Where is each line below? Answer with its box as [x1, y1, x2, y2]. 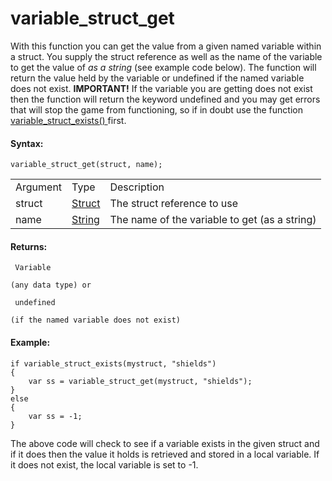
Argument [15, 180, 63, 194]
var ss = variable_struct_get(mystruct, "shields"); [28, 376, 253, 386]
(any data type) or [10, 280, 92, 291]
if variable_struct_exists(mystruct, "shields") [10, 358, 217, 369]
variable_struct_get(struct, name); [10, 160, 163, 170]
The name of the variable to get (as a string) [109, 213, 317, 227]
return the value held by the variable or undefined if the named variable [10, 72, 305, 84]
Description [109, 180, 165, 194]
